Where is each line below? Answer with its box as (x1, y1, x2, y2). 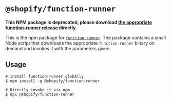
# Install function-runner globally (5, 74, 84, 79)
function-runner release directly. (5, 25, 78, 31)
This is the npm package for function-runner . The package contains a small (5, 34, 166, 40)
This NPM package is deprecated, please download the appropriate (5, 19, 153, 25)
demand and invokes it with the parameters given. (5, 45, 111, 51)
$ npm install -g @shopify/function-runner (5, 78, 100, 84)
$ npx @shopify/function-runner (5, 92, 74, 97)
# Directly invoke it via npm (5, 87, 70, 92)
